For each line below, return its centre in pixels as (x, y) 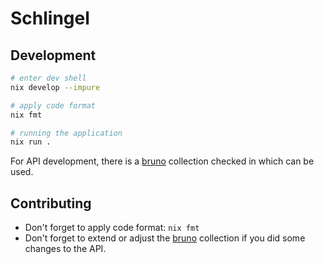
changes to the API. (65, 249)
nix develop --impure (55, 87)
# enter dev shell (48, 78)
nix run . (31, 142)
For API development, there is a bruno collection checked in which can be (162, 161)
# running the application (66, 133)
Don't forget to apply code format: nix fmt (112, 228)
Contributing (51, 203)
